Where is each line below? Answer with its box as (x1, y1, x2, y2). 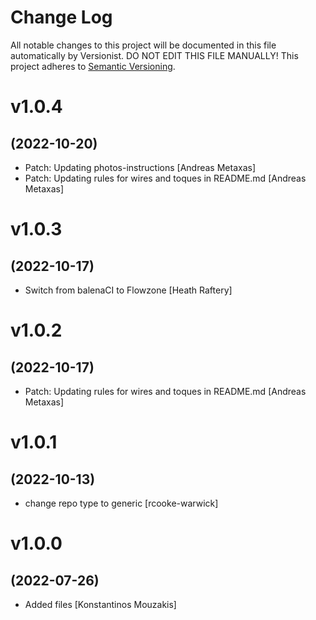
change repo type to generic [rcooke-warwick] (24, 497, 219, 509)
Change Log (10, 6, 113, 29)
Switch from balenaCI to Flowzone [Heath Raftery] (24, 284, 233, 296)
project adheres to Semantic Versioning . (10, 60, 176, 72)
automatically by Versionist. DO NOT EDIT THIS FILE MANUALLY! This (10, 49, 299, 61)
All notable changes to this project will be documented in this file (10, 39, 277, 51)
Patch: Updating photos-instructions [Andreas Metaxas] (24, 161, 256, 173)
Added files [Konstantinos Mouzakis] (24, 598, 177, 610)
